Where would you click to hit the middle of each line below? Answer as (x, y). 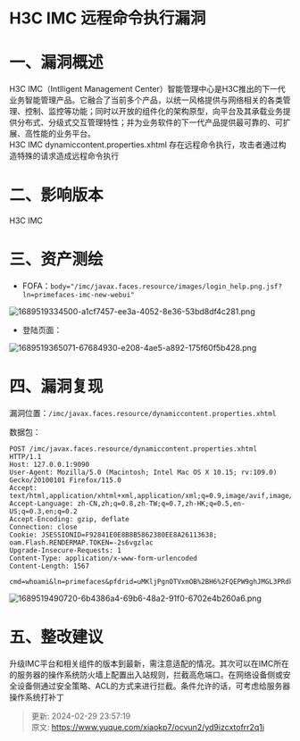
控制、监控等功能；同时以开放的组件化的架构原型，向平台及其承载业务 (154, 112)
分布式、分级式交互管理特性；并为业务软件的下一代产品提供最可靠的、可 (150, 122)
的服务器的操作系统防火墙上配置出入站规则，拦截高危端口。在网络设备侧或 (146, 674)
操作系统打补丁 (37, 696)
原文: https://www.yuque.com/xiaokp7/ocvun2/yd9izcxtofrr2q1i (148, 727)
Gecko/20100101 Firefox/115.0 (66, 480)
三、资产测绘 (57, 259)
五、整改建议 (57, 637)
